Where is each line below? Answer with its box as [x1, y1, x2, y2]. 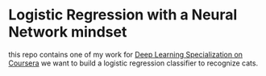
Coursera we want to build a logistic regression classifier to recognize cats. [8, 58, 259, 68]
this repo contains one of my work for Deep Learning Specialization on [8, 49, 243, 59]
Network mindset [8, 23, 127, 41]
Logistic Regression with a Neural [8, 6, 238, 24]
